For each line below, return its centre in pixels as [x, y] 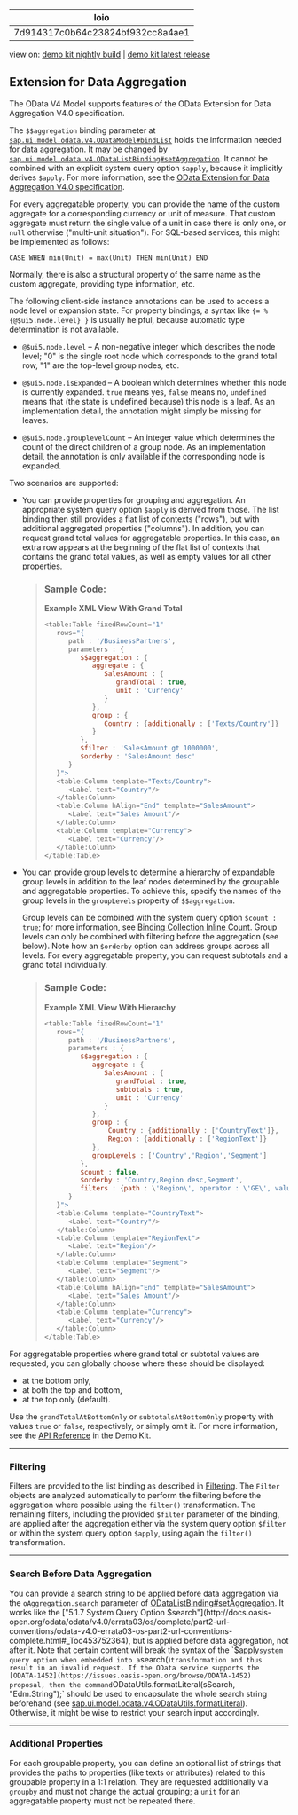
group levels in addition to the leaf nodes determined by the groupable [151, 882]
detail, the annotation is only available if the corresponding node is [144, 456]
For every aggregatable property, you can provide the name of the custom [145, 204]
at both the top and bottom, [72, 1390]
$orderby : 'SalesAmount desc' [138, 757]
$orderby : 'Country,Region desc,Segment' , [162, 1180]
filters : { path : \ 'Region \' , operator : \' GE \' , [176, 1189]
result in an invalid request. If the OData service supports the [134, 1668]
